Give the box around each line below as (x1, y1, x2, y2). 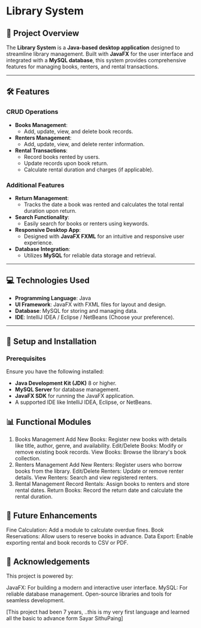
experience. (23, 238, 54, 246)
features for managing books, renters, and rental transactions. (6, 63, 160, 70)
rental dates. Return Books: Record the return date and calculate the (14, 487, 183, 494)
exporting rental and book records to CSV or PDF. (6, 539, 129, 547)
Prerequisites (6, 355, 46, 363)
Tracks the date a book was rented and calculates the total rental (23, 201, 184, 208)
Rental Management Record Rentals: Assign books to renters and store (14, 481, 190, 488)
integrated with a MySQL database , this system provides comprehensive (6, 57, 187, 64)
